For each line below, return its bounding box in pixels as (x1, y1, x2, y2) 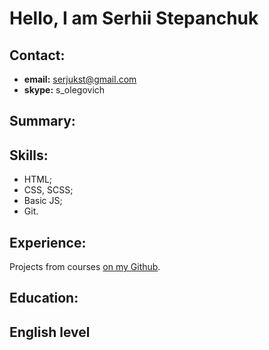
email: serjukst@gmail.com (23, 73, 137, 85)
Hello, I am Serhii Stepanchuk (9, 7, 259, 30)
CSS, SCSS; (23, 184, 74, 196)
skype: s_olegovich (23, 84, 106, 96)
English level (9, 323, 91, 341)
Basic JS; (23, 195, 63, 207)
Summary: (9, 113, 76, 130)
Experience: (9, 234, 87, 251)
